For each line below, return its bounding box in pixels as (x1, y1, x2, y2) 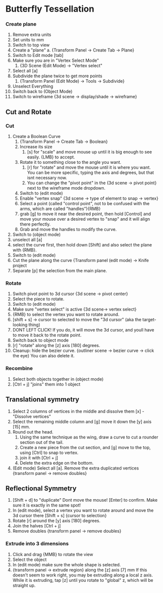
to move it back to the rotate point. (12, 332, 82, 338)
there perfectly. (19, 221, 51, 227)
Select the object (12, 557, 47, 562)
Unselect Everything (12, 84, 53, 89)
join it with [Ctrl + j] (19, 454, 58, 460)
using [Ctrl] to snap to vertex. (19, 450, 79, 455)
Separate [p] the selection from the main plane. (12, 268, 107, 274)
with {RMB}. (12, 247, 37, 253)
